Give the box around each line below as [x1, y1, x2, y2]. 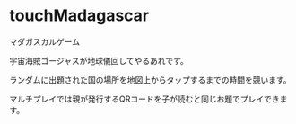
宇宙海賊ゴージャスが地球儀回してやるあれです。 [9, 55, 188, 66]
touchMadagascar [9, 5, 150, 26]
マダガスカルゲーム [9, 36, 81, 47]
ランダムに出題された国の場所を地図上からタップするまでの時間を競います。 [9, 74, 292, 85]
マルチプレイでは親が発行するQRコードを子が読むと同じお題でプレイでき [9, 93, 280, 104]
